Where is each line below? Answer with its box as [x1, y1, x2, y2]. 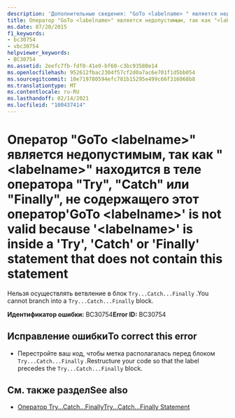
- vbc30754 [7, 43, 39, 50]
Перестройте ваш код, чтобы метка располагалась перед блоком [17, 349, 215, 358]
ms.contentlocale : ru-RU [7, 88, 80, 95]
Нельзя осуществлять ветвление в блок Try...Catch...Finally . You [7, 289, 209, 297]
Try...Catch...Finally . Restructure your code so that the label [17, 356, 199, 365]
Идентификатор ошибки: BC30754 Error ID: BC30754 [7, 310, 166, 318]
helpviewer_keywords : [7, 50, 71, 57]
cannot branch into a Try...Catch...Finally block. [7, 296, 154, 305]
